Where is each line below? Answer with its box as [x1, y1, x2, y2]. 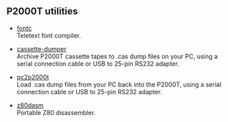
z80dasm [16, 101, 44, 110]
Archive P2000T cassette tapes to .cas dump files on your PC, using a [16, 52, 218, 60]
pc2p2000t [16, 73, 49, 81]
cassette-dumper [16, 44, 67, 53]
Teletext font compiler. [16, 31, 81, 40]
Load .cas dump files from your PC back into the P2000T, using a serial [16, 80, 222, 89]
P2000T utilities [6, 6, 78, 17]
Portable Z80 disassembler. [16, 108, 96, 116]
